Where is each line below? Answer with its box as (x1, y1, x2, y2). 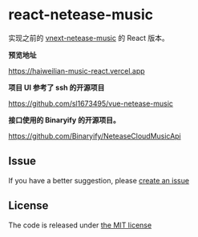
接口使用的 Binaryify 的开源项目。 (8, 114, 120, 125)
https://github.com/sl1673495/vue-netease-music (8, 98, 174, 108)
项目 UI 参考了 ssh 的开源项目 (8, 82, 105, 92)
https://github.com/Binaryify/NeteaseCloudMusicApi (8, 131, 182, 141)
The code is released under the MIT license (8, 220, 152, 230)
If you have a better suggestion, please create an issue (8, 175, 190, 185)
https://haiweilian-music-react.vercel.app (8, 66, 146, 75)
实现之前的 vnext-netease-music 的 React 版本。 (8, 33, 170, 42)
